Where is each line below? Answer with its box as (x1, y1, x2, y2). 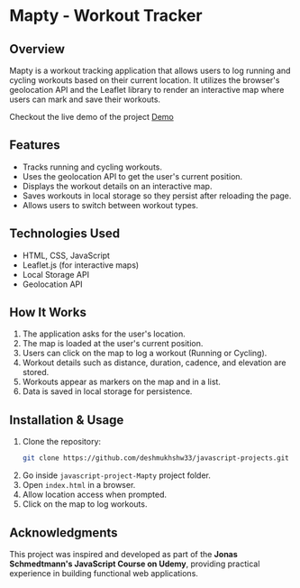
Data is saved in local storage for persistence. (22, 386, 193, 397)
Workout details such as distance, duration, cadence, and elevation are (22, 357, 286, 368)
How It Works (9, 305, 87, 320)
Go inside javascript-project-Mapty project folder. (22, 470, 212, 481)
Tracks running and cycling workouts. (22, 161, 162, 172)
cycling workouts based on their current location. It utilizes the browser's (9, 75, 280, 86)
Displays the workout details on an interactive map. (22, 180, 213, 191)
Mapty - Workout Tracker (9, 5, 203, 26)
